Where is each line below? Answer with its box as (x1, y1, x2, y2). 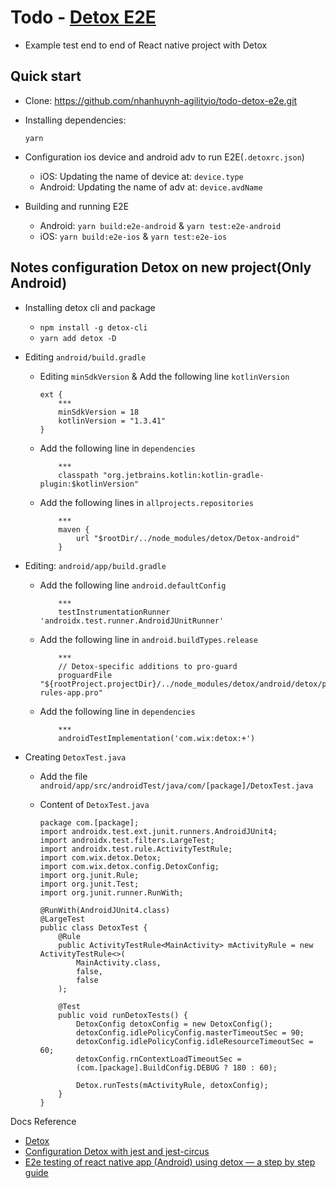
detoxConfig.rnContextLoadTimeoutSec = (75, 1054, 242, 1064)
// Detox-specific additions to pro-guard (58, 661, 238, 671)
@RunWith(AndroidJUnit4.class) (39, 905, 171, 915)
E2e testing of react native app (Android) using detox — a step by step (24, 1156, 316, 1168)
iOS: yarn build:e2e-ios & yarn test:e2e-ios (39, 230, 228, 242)
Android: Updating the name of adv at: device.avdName (39, 181, 263, 193)
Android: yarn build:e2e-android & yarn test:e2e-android (39, 219, 282, 231)
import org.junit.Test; (39, 879, 140, 889)
